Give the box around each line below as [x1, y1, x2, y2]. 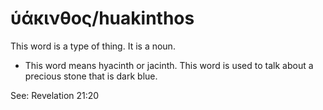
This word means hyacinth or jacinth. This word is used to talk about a [24, 59, 314, 71]
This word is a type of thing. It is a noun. [10, 40, 176, 52]
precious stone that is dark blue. [24, 70, 158, 82]
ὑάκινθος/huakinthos [10, 7, 195, 30]
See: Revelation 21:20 [10, 89, 100, 101]
